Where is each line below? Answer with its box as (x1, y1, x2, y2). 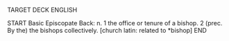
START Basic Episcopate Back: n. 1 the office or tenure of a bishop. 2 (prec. (7, 19, 223, 27)
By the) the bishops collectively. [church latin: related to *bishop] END (7, 27, 207, 34)
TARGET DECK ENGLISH (7, 6, 78, 14)
